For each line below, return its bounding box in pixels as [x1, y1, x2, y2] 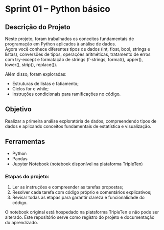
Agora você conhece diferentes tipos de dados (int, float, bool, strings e [5, 46, 150, 52]
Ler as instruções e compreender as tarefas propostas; [12, 184, 123, 190]
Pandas [12, 155, 28, 162]
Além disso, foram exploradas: [5, 71, 67, 77]
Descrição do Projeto [5, 23, 70, 31]
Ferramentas [5, 138, 45, 146]
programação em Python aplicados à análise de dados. [5, 41, 117, 47]
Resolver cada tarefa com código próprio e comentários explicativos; [12, 189, 152, 195]
